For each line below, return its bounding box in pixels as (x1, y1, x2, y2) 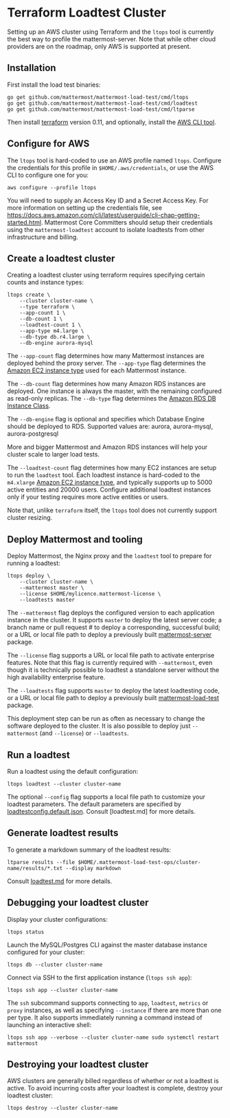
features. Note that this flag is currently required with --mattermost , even (7, 659, 213, 667)
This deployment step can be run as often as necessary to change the (7, 715, 205, 723)
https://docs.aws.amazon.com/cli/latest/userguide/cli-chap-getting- (7, 211, 200, 219)
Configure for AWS (7, 138, 90, 149)
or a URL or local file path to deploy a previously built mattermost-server (7, 631, 212, 639)
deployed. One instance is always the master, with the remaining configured (7, 387, 222, 395)
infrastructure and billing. (7, 233, 79, 241)
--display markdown (65, 865, 122, 872)
